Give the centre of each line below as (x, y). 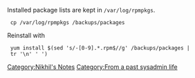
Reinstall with (26, 35)
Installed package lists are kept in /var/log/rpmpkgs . (81, 10)
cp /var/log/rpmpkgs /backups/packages (68, 23)
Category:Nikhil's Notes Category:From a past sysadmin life (92, 67)
